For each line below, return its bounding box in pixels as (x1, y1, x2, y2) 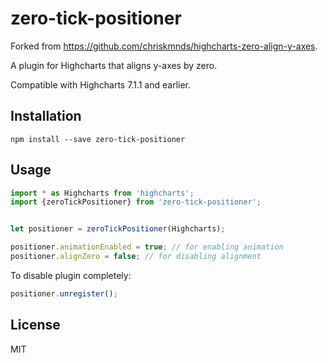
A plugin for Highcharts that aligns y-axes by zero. (10, 59, 218, 71)
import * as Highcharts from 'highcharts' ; (10, 188, 195, 198)
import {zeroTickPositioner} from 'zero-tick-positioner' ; (10, 197, 262, 207)
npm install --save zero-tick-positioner (10, 134, 186, 144)
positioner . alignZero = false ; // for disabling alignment (10, 252, 262, 262)
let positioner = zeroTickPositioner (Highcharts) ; (10, 224, 226, 234)
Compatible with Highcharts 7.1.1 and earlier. (10, 78, 191, 91)
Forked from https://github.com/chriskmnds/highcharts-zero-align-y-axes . (10, 40, 318, 52)
